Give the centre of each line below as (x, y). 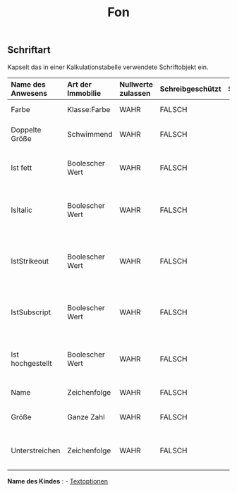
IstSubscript (31, 312)
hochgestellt (31, 363)
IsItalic (22, 210)
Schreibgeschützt (190, 89)
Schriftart (29, 50)
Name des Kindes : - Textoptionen (57, 481)
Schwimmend (90, 134)
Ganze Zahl (86, 417)
